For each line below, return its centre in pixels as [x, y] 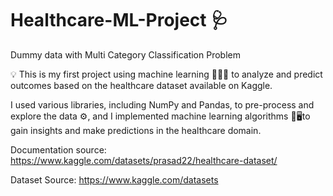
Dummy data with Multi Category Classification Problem [125, 54]
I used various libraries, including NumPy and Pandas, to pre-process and [162, 104]
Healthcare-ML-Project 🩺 [119, 20]
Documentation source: [58, 149]
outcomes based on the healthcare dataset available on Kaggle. [141, 85]
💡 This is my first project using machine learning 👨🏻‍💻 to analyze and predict [166, 74]
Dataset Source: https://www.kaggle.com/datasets [114, 179]
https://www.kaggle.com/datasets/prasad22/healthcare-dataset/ [144, 160]
